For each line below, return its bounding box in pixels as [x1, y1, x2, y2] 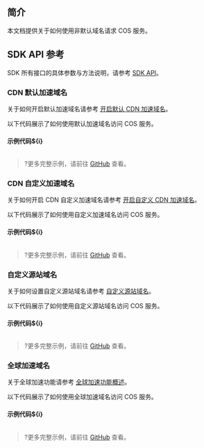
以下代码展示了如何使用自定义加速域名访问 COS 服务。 [7, 211, 164, 219]
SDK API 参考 [7, 49, 65, 61]
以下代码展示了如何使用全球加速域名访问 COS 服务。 [7, 392, 158, 401]
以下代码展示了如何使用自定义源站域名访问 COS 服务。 [7, 301, 164, 310]
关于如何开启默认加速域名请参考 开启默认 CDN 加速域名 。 [7, 104, 172, 113]
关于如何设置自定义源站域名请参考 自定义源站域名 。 [7, 287, 155, 295]
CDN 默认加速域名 [7, 88, 68, 97]
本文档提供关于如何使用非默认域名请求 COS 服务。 [7, 26, 151, 35]
